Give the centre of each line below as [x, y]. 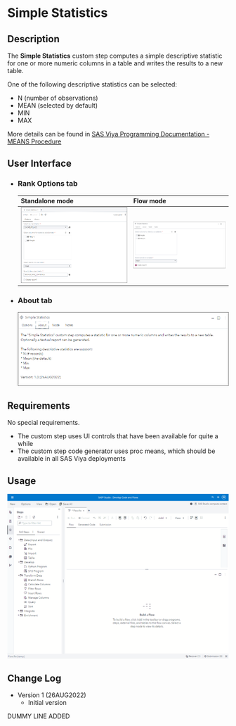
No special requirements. [44, 423]
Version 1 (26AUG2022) [52, 695]
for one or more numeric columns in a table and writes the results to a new [115, 63]
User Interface [40, 164]
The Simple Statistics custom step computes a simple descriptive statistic [115, 56]
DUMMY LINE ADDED [39, 716]
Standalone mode [47, 201]
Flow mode [150, 201]
